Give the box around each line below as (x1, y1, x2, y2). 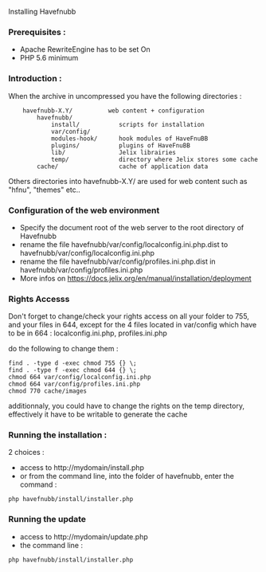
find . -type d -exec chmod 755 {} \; (8, 359, 137, 367)
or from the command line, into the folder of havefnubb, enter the (19, 472, 235, 481)
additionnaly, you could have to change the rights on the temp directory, (8, 402, 245, 411)
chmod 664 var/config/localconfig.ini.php (8, 374, 151, 382)
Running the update (8, 514, 86, 525)
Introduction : (8, 73, 62, 84)
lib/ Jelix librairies (50, 148, 177, 156)
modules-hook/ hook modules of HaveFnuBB (50, 135, 209, 143)
